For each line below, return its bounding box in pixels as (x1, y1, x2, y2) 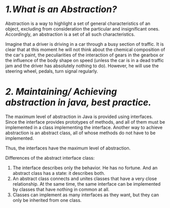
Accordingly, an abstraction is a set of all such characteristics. (5, 31, 135, 37)
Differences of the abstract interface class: (5, 155, 95, 161)
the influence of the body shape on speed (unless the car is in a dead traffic (5, 57, 164, 63)
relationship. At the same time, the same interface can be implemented (12, 181, 161, 187)
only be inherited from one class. (12, 197, 82, 203)
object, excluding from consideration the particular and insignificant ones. (5, 25, 160, 32)
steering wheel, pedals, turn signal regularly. (5, 68, 98, 74)
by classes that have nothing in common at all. (12, 186, 110, 192)
